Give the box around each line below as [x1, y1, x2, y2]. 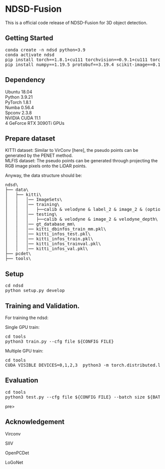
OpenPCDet [5, 450, 29, 456]
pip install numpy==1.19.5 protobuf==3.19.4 [5, 61, 114, 67]
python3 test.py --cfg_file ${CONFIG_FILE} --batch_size [5, 394, 145, 400]
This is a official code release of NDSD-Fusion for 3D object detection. [5, 20, 148, 26]
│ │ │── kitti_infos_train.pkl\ [5, 236, 93, 242]
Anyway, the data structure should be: [5, 173, 82, 178]
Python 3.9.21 [5, 94, 33, 100]
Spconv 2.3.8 [5, 110, 32, 116]
